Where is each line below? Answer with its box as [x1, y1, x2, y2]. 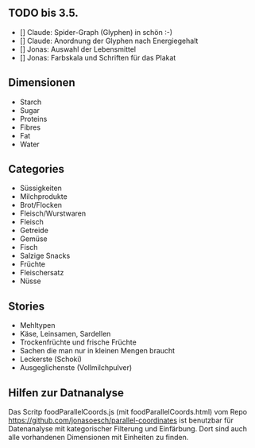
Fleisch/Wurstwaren [19, 208, 87, 218]
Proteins [19, 114, 48, 123]
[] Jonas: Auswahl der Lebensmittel [19, 44, 137, 54]
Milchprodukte [19, 192, 68, 201]
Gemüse [19, 234, 48, 243]
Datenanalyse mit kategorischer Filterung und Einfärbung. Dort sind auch [8, 424, 248, 434]
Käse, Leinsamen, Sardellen [19, 329, 111, 339]
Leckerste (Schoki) [19, 354, 82, 364]
